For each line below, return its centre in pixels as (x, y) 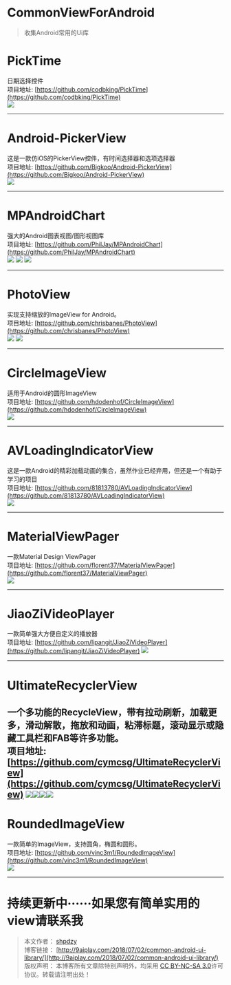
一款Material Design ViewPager (52, 556)
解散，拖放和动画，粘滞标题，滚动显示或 (129, 725)
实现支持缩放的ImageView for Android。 (64, 314)
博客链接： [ (41, 950)
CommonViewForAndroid (81, 13)
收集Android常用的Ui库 (56, 32)
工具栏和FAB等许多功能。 (70, 738)
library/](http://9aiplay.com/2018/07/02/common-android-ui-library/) (121, 957)
